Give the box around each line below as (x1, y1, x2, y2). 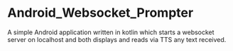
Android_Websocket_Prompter (7, 5, 194, 21)
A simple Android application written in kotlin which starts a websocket (7, 28, 215, 36)
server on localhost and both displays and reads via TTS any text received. (7, 35, 227, 43)
